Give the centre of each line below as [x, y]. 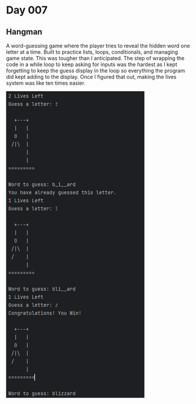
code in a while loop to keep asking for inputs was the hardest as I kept [92, 64]
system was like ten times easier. [46, 83]
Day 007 [27, 10]
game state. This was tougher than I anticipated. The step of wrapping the [95, 58]
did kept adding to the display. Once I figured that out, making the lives [91, 77]
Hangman [24, 32]
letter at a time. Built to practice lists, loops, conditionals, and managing [92, 52]
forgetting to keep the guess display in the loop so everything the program [96, 70]
